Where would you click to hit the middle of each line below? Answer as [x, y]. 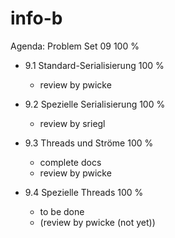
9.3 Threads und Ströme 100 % [89, 143]
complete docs [70, 162]
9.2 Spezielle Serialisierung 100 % [95, 104]
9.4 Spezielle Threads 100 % [84, 192]
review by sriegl [72, 123]
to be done [62, 211]
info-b [36, 18]
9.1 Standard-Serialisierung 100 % [94, 65]
